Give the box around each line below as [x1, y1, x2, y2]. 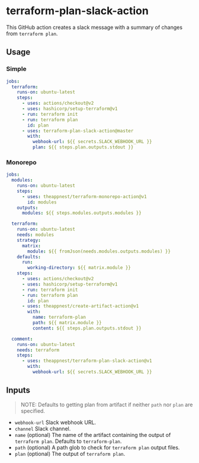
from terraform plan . [6, 30, 58, 37]
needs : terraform [17, 347, 60, 353]
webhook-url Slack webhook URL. [14, 419, 97, 426]
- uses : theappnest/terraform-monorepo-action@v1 [21, 193, 147, 199]
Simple [6, 65, 27, 73]
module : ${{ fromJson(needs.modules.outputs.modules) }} [27, 248, 171, 254]
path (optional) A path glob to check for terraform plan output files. [14, 443, 180, 451]
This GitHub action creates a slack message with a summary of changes [6, 24, 182, 31]
